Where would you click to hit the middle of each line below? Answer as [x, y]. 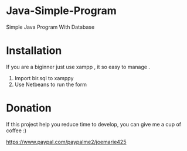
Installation [34, 51]
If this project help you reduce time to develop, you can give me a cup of [94, 124]
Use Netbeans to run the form [50, 84]
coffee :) [16, 131]
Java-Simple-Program [62, 11]
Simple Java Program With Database [50, 27]
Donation [29, 108]
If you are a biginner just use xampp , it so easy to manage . [78, 67]
